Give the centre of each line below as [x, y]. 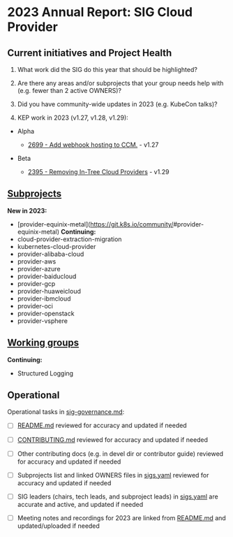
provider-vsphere [43, 321]
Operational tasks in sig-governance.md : [66, 412]
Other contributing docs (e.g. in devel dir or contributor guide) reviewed [120, 453]
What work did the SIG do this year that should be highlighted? [107, 70]
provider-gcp [36, 283]
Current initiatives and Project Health [90, 53]
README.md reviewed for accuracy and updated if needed [102, 425]
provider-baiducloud [47, 276]
